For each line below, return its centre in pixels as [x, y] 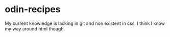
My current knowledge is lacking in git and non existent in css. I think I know [85, 23]
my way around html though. [35, 28]
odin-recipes [33, 9]
